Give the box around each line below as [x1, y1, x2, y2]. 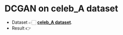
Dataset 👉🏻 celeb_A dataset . [11, 19, 73, 25]
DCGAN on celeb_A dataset [4, 3, 119, 14]
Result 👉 [11, 25, 31, 31]
